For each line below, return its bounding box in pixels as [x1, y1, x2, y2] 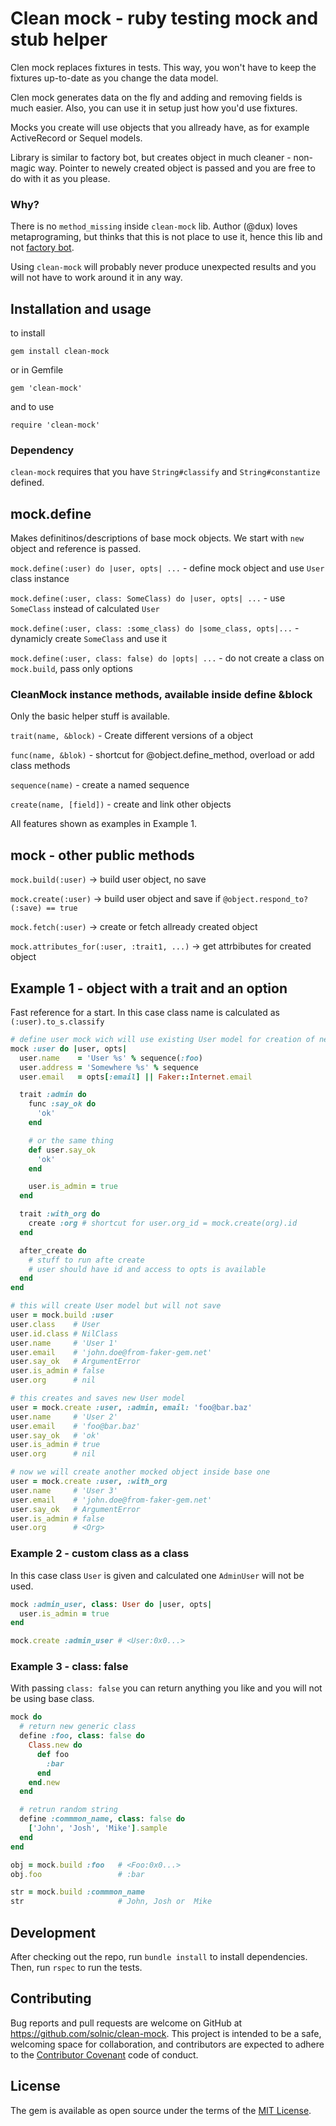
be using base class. [10, 1693, 95, 1705]
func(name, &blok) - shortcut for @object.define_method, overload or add [10, 749, 315, 761]
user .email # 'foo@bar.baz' [10, 1421, 141, 1431]
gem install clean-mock [10, 347, 110, 357]
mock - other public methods [10, 847, 195, 864]
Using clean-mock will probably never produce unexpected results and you [10, 261, 317, 273]
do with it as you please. [10, 172, 111, 184]
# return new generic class [19, 1722, 137, 1732]
